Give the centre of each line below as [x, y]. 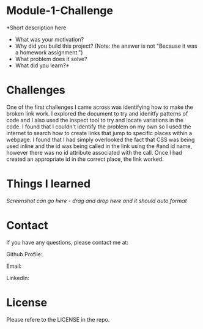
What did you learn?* [42, 65]
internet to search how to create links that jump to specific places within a [99, 133]
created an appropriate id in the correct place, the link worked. [85, 159]
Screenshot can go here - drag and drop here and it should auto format [97, 201]
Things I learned [48, 184]
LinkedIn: [18, 278]
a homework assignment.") [49, 52]
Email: [14, 266]
